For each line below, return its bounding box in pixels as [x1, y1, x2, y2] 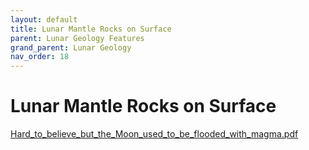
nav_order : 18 [10, 52, 70, 62]
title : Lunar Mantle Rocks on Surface [10, 24, 172, 34]
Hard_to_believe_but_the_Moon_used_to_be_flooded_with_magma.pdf [10, 128, 299, 140]
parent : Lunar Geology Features [10, 33, 145, 43]
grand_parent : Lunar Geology [10, 42, 132, 53]
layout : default [10, 14, 78, 25]
